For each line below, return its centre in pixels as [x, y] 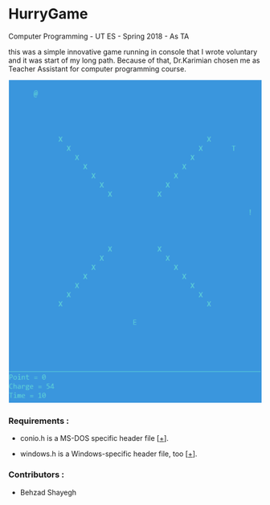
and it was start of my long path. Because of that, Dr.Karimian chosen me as [134, 60]
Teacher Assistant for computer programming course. [97, 68]
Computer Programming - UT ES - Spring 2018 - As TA [99, 36]
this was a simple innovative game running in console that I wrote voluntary [133, 51]
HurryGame [48, 14]
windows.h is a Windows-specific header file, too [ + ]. [108, 454]
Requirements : [39, 421]
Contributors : [37, 474]
